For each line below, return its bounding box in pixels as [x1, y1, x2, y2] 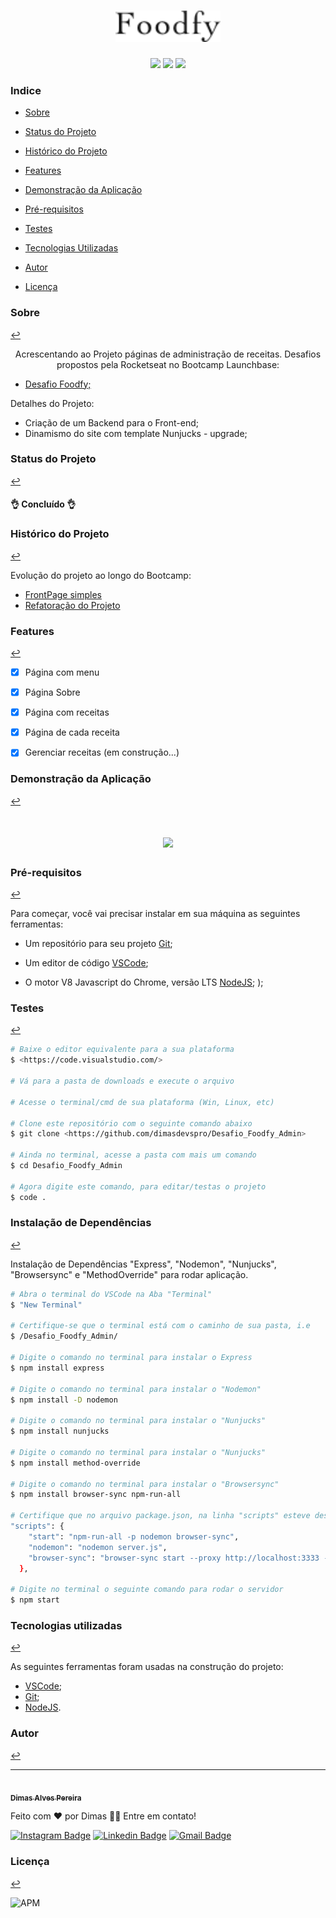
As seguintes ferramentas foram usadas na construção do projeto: [10, 1661, 284, 1673]
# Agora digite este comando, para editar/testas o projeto [10, 1181, 267, 1192]
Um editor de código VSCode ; [24, 957, 149, 969]
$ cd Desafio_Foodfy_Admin [10, 1161, 123, 1171]
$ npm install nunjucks [10, 1426, 110, 1437]
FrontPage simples [24, 588, 102, 600]
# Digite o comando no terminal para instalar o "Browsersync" [10, 1479, 280, 1489]
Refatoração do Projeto [24, 599, 121, 611]
